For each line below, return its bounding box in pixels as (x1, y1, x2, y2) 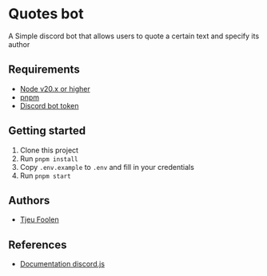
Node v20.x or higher (19, 84, 90, 93)
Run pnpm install (19, 153, 78, 164)
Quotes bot (8, 5, 84, 23)
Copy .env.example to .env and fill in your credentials (19, 162, 194, 172)
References (8, 238, 67, 251)
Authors (8, 193, 50, 207)
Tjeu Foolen (19, 215, 59, 224)
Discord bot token (19, 101, 79, 110)
